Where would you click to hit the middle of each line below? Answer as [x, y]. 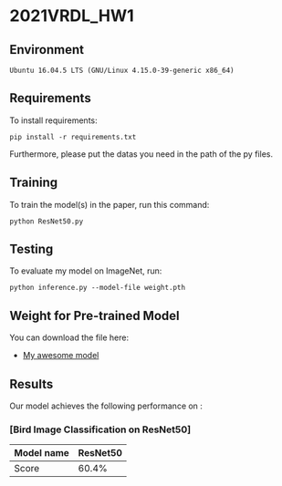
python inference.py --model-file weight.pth [97, 288]
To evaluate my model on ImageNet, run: [86, 271]
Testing [31, 249]
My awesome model [61, 356]
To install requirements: [53, 120]
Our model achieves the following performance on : [106, 406]
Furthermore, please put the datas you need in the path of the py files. [141, 154]
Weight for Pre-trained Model [94, 315]
